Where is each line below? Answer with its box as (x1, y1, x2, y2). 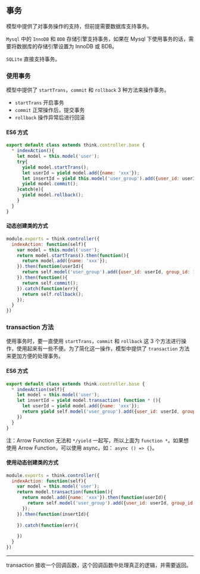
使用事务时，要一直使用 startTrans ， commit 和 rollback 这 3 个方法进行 (6, 338, 182, 345)
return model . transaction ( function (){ (17, 489, 113, 495)
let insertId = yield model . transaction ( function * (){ (17, 398, 161, 404)
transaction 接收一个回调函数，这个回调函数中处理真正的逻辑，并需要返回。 (6, 561, 192, 569)
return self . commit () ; (21, 280, 79, 286)
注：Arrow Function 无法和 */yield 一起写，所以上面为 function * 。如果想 (6, 436, 189, 444)
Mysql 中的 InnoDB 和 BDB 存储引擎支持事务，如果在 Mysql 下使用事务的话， (6, 35, 189, 42)
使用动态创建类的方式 (6, 459, 58, 466)
